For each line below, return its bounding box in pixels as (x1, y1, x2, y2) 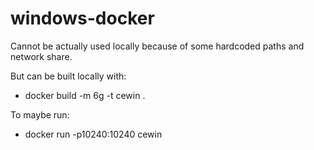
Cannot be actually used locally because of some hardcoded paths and (10, 40, 305, 52)
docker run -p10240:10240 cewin (24, 128, 163, 140)
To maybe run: (10, 108, 70, 121)
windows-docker (10, 7, 155, 30)
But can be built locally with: (10, 70, 127, 82)
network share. (10, 50, 73, 62)
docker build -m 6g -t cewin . (24, 89, 146, 101)
